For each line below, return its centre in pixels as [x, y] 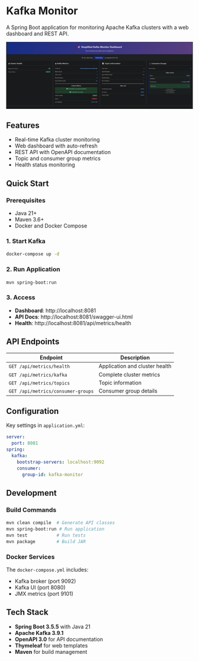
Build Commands [31, 509]
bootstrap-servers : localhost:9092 [61, 462]
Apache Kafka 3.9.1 [39, 633]
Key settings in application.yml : [45, 425]
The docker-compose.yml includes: [47, 569]
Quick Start [28, 183]
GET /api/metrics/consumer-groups [51, 392]
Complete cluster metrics [129, 374]
